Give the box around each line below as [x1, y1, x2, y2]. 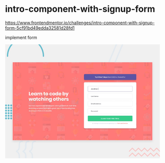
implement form [5, 34, 37, 40]
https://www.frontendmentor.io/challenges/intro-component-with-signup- [5, 20, 155, 26]
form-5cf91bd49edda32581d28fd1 [5, 25, 75, 31]
